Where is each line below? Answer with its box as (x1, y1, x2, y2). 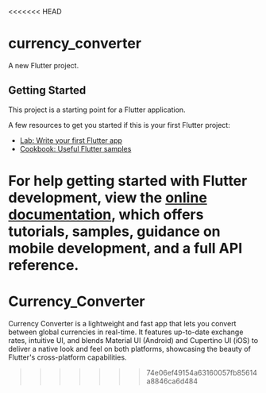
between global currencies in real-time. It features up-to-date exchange (8, 327, 244, 337)
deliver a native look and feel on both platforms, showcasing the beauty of (8, 344, 252, 353)
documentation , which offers (8, 206, 204, 223)
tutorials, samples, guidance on (8, 222, 221, 241)
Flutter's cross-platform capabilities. (8, 353, 127, 362)
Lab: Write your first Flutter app (19, 135, 123, 145)
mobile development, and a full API (8, 239, 243, 257)
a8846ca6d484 (146, 376, 199, 386)
